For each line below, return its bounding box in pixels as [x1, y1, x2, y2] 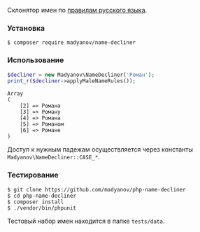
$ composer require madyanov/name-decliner [7, 39, 136, 46]
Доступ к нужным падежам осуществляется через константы [7, 145, 194, 154]
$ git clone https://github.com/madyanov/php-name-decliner [7, 186, 187, 193]
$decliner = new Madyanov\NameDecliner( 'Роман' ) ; [7, 71, 155, 78]
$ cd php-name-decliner [7, 192, 77, 199]
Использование [7, 55, 64, 65]
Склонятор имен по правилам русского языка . [7, 6, 148, 14]
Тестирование [7, 171, 59, 180]
